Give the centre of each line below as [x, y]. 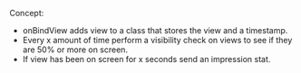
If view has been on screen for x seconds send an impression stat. [146, 59]
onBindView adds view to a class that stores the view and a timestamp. [155, 30]
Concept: [27, 13]
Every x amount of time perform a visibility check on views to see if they [157, 40]
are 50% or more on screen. [75, 50]
